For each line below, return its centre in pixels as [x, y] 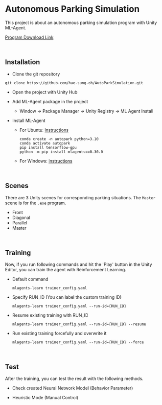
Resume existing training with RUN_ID [50, 315]
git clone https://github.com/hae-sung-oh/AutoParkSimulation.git [74, 83]
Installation [23, 62]
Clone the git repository [36, 74]
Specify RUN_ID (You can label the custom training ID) [67, 297]
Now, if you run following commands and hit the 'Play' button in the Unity [79, 264]
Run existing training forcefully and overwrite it [59, 334]
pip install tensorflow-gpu [48, 147]
